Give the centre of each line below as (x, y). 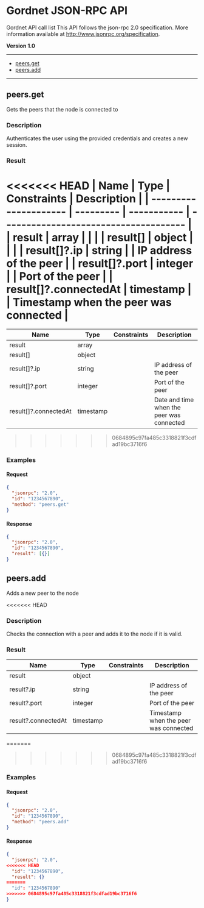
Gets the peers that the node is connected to (62, 109)
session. (17, 145)
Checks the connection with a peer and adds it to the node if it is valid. (94, 634)
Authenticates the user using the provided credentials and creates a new (97, 138)
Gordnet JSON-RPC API (67, 11)
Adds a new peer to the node (42, 593)
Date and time (174, 400)
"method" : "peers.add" (40, 822)
